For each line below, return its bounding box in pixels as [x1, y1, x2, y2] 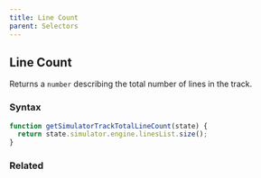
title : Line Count [9, 13, 79, 22]
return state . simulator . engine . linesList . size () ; [17, 129, 208, 139]
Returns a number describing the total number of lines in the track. [9, 78, 253, 90]
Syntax [9, 101, 42, 113]
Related [9, 159, 44, 172]
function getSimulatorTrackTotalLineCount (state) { [9, 121, 208, 130]
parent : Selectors [9, 22, 79, 31]
